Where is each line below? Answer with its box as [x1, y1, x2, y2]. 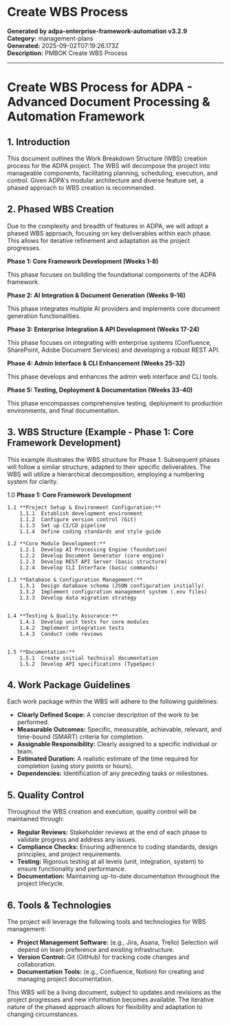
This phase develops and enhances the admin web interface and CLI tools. [7, 372, 219, 381]
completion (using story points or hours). [16, 762, 133, 770]
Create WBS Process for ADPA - [7, 80, 192, 95]
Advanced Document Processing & [7, 94, 211, 110]
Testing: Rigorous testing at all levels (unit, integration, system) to [16, 858, 204, 866]
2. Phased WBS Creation [7, 204, 115, 215]
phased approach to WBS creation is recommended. [7, 183, 156, 191]
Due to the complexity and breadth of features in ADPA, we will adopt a [7, 222, 208, 230]
